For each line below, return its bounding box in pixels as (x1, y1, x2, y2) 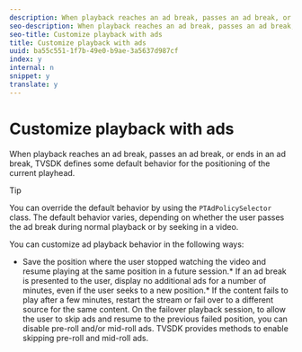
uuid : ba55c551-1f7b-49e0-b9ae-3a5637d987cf (9, 47, 179, 56)
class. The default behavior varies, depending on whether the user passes (9, 212, 285, 223)
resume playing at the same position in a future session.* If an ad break (22, 266, 287, 277)
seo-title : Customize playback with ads (9, 30, 164, 39)
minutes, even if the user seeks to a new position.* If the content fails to (22, 285, 289, 295)
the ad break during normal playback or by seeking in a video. (9, 221, 239, 232)
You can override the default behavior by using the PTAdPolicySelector (9, 202, 272, 213)
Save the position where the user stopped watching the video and (22, 256, 267, 267)
